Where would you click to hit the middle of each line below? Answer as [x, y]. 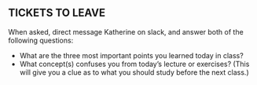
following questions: [41, 40]
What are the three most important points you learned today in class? [131, 55]
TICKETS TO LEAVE [57, 13]
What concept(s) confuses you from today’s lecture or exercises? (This [134, 64]
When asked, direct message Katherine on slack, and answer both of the [126, 31]
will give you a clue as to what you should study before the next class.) [134, 72]
